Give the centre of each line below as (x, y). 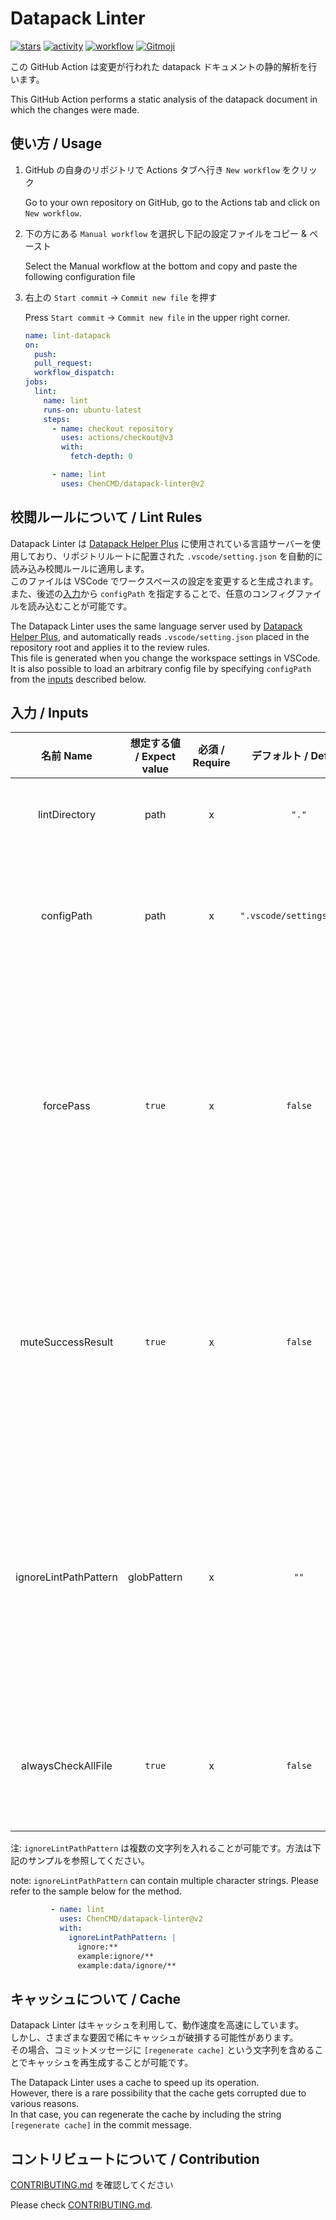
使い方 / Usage (56, 143)
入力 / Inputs (49, 712)
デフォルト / (280, 756)
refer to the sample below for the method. (96, 1891)
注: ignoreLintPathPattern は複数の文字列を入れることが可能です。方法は (161, 1848)
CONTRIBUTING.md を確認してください (92, 2185)
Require (211, 763)
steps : (57, 419)
